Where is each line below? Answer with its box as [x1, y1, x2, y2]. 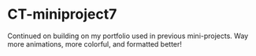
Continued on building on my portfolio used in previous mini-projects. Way [7, 31, 249, 40]
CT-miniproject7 [7, 5, 117, 23]
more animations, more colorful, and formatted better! [7, 39, 183, 48]
